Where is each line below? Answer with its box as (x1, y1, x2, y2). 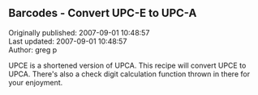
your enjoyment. (8, 77, 63, 87)
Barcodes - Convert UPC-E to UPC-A (8, 6, 197, 20)
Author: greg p (8, 44, 58, 55)
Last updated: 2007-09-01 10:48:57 (8, 36, 127, 46)
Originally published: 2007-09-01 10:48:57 (8, 27, 150, 37)
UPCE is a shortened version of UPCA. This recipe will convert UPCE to (8, 60, 247, 70)
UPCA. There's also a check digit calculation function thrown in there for (8, 68, 250, 79)
